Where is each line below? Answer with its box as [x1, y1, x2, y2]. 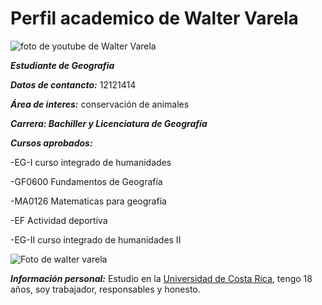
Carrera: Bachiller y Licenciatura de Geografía [10, 117, 208, 129]
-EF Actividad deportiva [10, 214, 108, 226]
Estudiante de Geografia [10, 59, 115, 71]
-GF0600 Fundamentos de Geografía [10, 175, 163, 187]
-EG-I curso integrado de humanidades [10, 156, 172, 168]
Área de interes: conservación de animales [10, 98, 190, 110]
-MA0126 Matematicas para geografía [10, 195, 167, 207]
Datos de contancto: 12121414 [10, 78, 137, 91]
